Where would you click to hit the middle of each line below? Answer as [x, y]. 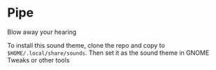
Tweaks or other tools [38, 60]
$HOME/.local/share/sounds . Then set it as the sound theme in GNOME [108, 53]
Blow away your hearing [42, 32]
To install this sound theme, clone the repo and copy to [86, 45]
